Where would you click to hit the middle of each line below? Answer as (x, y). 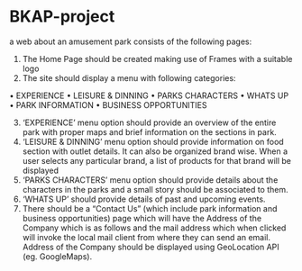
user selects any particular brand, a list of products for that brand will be (156, 160)
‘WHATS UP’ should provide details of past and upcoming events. (144, 199)
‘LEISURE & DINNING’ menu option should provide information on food (153, 141)
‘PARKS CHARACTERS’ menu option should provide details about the (150, 180)
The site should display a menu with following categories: (129, 77)
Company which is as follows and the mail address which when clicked (154, 228)
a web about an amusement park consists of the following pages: (131, 41)
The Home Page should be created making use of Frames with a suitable (157, 59)
